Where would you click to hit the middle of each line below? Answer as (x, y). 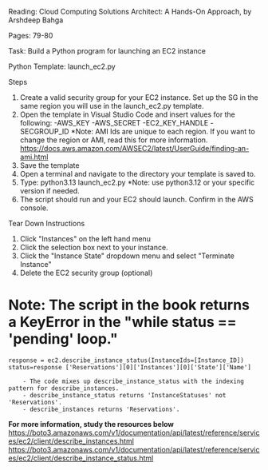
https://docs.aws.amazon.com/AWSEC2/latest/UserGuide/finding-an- (134, 148)
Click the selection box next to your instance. (94, 247)
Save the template (49, 165)
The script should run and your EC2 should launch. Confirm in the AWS (136, 199)
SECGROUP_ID (44, 131)
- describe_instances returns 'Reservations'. (101, 409)
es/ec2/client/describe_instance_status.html (81, 458)
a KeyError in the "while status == (122, 322)
